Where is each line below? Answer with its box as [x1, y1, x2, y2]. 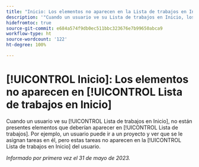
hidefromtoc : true [6, 20, 52, 26]
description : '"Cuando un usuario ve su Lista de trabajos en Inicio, [6, 14, 184, 20]
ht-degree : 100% [6, 42, 46, 48]
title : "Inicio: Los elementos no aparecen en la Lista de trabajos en [6, 8, 187, 15]
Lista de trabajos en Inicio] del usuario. [6, 143, 101, 150]
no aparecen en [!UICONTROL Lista [6, 86, 182, 99]
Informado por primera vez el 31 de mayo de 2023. [6, 154, 130, 161]
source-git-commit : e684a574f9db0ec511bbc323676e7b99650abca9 [6, 25, 163, 31]
